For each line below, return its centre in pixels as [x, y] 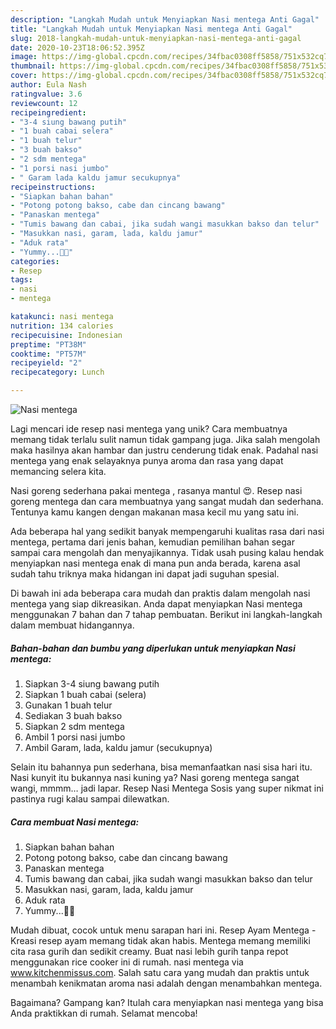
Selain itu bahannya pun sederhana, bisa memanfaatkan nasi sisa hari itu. [161, 767]
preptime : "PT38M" [48, 344]
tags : [21, 280]
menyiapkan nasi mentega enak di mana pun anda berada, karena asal [155, 563]
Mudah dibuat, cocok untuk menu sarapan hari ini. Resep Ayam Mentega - [163, 930]
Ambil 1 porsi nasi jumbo [75, 737]
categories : [35, 261]
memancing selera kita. [58, 471]
